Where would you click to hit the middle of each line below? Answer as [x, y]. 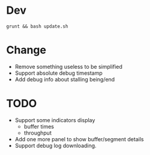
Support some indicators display [55, 120]
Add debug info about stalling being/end [65, 79]
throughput [38, 133]
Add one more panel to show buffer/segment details [79, 139]
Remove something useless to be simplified [69, 66]
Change [26, 50]
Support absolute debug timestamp [59, 73]
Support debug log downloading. [56, 145]
